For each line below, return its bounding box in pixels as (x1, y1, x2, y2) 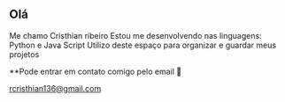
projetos (9, 48, 40, 60)
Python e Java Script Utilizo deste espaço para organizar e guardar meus (9, 40, 277, 50)
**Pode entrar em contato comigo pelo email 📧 (9, 66, 182, 76)
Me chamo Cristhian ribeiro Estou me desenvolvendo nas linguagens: (9, 30, 263, 40)
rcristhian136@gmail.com (9, 83, 102, 93)
